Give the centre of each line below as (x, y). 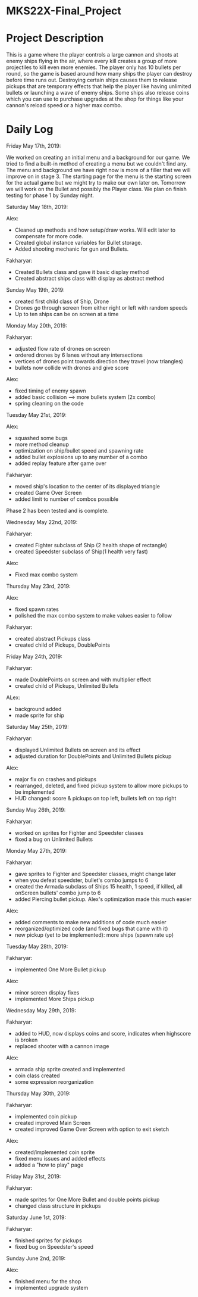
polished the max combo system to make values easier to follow (93, 616)
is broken (26, 1040)
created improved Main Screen (53, 1123)
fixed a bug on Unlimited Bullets (54, 839)
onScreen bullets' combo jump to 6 (58, 893)
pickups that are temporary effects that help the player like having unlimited (99, 86)
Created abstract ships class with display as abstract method (89, 279)
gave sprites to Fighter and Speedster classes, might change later (95, 874)
